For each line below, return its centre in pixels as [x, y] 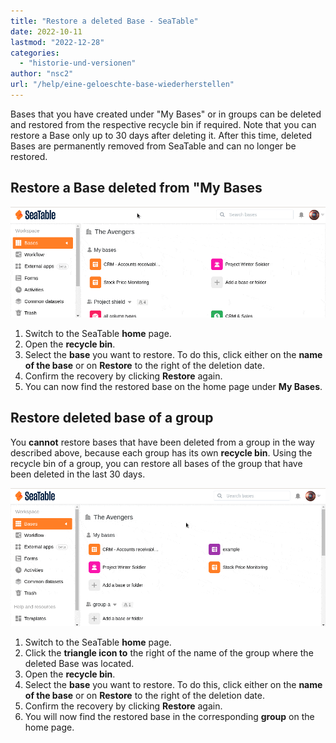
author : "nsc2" [42, 74]
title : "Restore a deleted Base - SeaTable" [104, 21]
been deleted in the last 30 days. [78, 474]
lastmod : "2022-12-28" [57, 42]
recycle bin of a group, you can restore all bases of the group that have [156, 463]
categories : [35, 53]
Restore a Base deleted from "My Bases [136, 188]
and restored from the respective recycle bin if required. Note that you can [163, 124]
